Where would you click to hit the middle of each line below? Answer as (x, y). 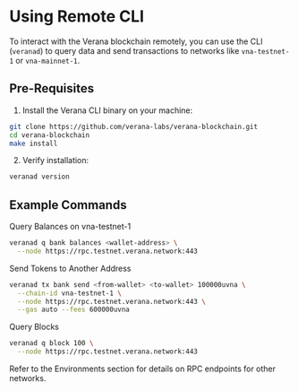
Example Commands (68, 205)
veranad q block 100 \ (51, 343)
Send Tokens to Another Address (70, 268)
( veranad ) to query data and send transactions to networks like (124, 50)
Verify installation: (55, 161)
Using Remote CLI (77, 17)
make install (34, 143)
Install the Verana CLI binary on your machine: (107, 110)
